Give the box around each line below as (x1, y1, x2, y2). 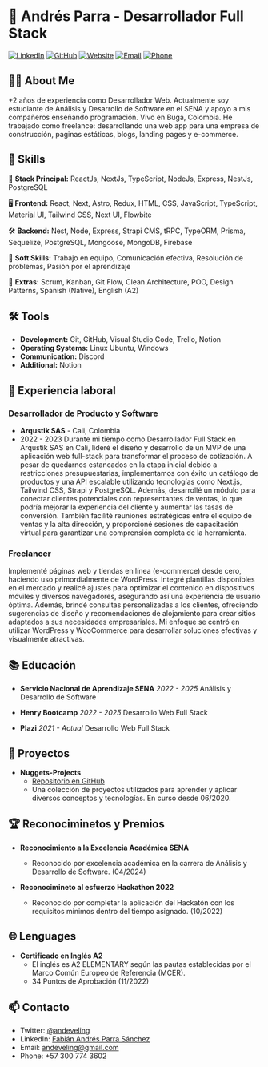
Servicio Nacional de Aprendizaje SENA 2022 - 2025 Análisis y (19, 684, 232, 694)
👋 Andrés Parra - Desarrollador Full (8, 7, 244, 26)
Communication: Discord (19, 352, 105, 361)
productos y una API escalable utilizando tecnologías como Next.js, (19, 477, 242, 487)
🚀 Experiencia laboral (8, 384, 116, 397)
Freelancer (8, 548, 52, 559)
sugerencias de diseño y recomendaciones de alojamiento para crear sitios (8, 609, 256, 618)
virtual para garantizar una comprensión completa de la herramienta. (19, 528, 247, 538)
